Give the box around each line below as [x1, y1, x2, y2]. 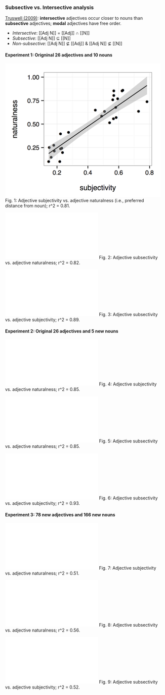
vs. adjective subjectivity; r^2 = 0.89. [5, 317, 80, 323]
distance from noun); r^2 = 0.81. [5, 203, 70, 209]
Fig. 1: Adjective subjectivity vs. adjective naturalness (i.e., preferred [5, 198, 144, 204]
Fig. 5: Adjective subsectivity [98, 438, 158, 444]
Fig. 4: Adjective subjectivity [98, 381, 157, 387]
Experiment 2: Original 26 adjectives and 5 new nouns [5, 328, 119, 334]
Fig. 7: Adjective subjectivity [98, 565, 157, 571]
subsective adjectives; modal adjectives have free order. [5, 20, 122, 26]
